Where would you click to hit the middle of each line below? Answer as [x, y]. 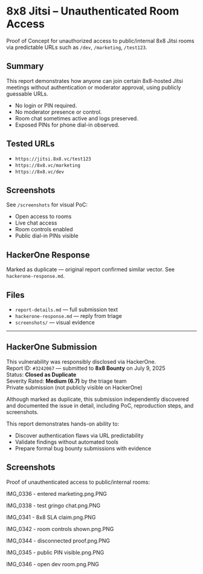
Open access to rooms [43, 217]
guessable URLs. [27, 94]
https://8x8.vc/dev [40, 172]
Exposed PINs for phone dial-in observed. [67, 125]
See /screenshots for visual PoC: [47, 205]
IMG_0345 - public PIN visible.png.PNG [55, 552]
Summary [25, 66]
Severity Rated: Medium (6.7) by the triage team [66, 381]
